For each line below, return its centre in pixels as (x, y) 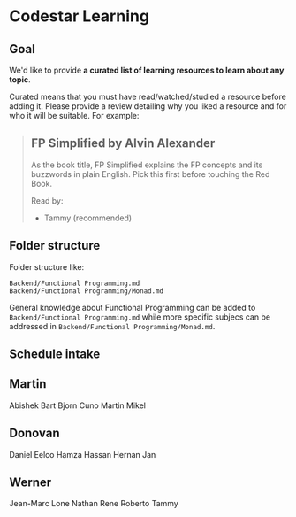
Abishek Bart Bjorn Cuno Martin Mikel (77, 405)
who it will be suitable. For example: (74, 116)
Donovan (34, 433)
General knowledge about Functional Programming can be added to (133, 307)
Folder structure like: (47, 266)
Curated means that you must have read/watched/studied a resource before (148, 96)
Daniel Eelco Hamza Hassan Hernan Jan (83, 454)
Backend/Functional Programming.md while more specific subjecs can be (140, 317)
